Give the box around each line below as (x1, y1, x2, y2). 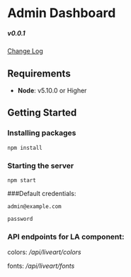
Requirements (7, 67, 71, 80)
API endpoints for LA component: (7, 232, 125, 241)
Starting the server (7, 161, 74, 170)
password (7, 215, 33, 222)
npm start (7, 176, 37, 184)
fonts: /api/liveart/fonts (7, 261, 75, 271)
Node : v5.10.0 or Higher (17, 86, 87, 94)
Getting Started (7, 107, 77, 119)
